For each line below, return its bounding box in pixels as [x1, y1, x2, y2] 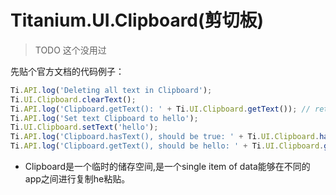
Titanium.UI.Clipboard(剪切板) [10, 9, 265, 32]
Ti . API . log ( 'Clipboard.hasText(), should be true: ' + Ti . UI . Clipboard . [10, 132, 320, 142]
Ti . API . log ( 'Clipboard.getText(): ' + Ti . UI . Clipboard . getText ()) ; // [10, 104, 311, 114]
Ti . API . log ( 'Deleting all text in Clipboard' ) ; [10, 85, 213, 95]
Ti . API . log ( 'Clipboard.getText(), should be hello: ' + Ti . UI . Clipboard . [10, 141, 325, 151]
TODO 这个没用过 [34, 44, 107, 56]
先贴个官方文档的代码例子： [10, 65, 125, 77]
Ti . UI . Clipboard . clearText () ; [10, 94, 137, 105]
